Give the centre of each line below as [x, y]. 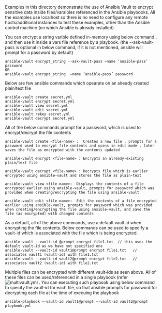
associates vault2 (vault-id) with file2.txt [52, 263]
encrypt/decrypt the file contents [38, 132]
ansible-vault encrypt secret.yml [40, 101]
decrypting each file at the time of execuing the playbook [62, 293]
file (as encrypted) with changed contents [50, 214]
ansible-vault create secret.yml [39, 97]
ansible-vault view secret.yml [37, 106]
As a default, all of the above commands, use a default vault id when [73, 222]
